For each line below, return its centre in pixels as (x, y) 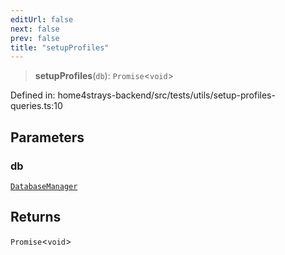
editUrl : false (42, 19)
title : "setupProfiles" (60, 47)
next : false (35, 29)
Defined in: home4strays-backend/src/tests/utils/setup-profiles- (143, 95)
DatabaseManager (44, 186)
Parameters (47, 137)
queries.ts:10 (36, 106)
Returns (36, 217)
